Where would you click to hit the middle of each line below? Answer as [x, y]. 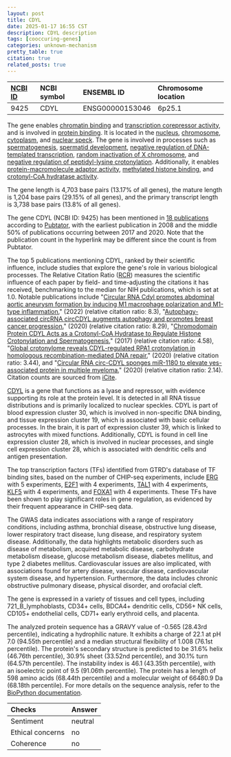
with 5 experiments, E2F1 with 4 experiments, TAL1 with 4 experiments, [108, 484]
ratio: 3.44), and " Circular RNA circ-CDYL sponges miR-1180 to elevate [107, 363]
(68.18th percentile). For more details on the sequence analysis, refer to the [113, 685]
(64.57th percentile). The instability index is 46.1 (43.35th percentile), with [111, 663]
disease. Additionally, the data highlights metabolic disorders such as [105, 542]
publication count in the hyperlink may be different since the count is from [112, 239]
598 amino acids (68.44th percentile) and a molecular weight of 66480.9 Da [115, 678]
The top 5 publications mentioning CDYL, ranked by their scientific [101, 260]
